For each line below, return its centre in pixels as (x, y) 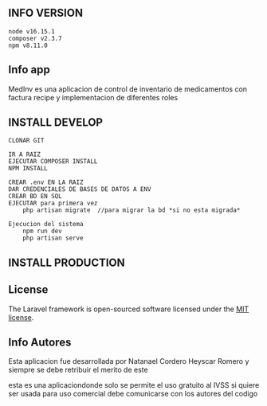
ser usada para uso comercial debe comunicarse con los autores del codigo (133, 394)
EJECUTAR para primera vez (53, 203)
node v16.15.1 (32, 31)
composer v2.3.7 (35, 38)
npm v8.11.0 (28, 45)
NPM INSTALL (28, 169)
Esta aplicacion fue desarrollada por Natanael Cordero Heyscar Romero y (129, 361)
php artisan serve (53, 238)
